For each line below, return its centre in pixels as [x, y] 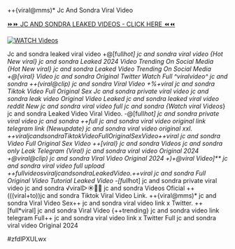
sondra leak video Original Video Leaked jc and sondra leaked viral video [113, 99]
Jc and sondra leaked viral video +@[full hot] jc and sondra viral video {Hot [115, 54]
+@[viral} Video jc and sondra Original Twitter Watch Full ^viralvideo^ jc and [117, 76]
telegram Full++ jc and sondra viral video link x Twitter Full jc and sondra [112, 218]
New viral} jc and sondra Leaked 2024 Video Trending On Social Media [111, 61]
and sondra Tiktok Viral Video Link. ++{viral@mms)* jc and [131, 195]
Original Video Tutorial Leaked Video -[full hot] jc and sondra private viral [112, 181]
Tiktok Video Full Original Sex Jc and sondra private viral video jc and [108, 91]
